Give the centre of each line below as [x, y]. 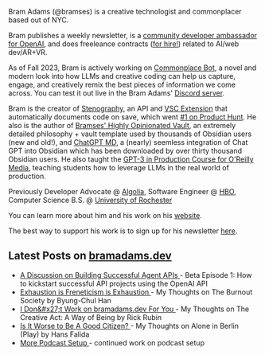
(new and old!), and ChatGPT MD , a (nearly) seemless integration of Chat [128, 142]
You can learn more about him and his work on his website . [105, 215]
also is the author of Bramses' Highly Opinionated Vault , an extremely [122, 125]
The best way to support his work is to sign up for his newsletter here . [123, 231]
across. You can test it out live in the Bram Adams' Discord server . [117, 93]
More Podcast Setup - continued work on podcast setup [112, 342]
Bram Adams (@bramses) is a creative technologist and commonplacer [125, 12]
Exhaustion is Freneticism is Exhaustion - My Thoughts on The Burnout [136, 292]
